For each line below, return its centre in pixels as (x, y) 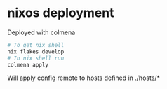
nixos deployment (61, 13)
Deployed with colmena (41, 32)
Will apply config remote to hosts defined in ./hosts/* (83, 78)
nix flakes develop (36, 52)
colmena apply (28, 64)
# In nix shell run (36, 58)
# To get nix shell (36, 45)
